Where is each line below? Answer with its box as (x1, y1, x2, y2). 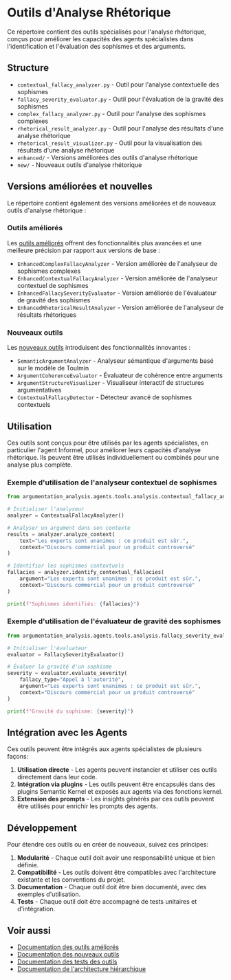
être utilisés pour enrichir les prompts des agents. (16, 802, 158, 810)
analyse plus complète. (7, 460, 73, 469)
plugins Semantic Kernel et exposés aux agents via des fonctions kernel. (16, 788, 223, 796)
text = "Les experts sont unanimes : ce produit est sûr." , (19, 537, 189, 544)
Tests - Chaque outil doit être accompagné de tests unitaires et (16, 898, 197, 906)
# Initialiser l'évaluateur (7, 645, 88, 652)
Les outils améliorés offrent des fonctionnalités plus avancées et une (7, 238, 202, 247)
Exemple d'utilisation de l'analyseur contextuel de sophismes (7, 478, 217, 487)
